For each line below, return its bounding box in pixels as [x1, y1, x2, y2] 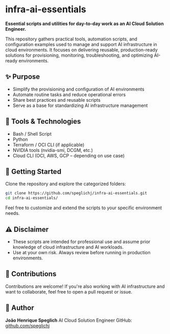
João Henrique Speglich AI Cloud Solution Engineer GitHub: [5, 317, 132, 323]
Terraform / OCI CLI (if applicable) [12, 142, 85, 148]
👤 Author [5, 303, 34, 313]
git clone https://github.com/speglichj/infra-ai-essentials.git [5, 191, 147, 196]
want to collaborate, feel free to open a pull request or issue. [5, 288, 133, 295]
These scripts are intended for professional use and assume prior [12, 238, 151, 244]
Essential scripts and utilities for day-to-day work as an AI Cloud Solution [5, 20, 164, 27]
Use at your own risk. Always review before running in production [12, 249, 151, 255]
